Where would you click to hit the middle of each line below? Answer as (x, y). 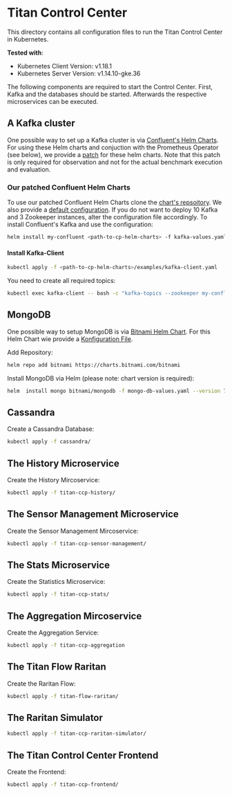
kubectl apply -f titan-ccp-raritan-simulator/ (77, 734)
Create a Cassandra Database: (51, 429)
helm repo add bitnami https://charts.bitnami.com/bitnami (94, 365)
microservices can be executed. (53, 101)
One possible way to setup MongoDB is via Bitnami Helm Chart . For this (109, 331)
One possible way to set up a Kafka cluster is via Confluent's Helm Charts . (113, 140)
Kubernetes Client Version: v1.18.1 (65, 66)
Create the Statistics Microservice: (56, 582)
